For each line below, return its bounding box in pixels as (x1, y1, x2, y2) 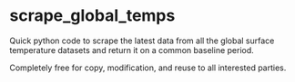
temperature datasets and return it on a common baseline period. (9, 44, 255, 55)
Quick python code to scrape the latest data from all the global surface (9, 35, 275, 46)
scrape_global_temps (9, 5, 176, 26)
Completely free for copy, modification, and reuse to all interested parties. (9, 62, 287, 73)
